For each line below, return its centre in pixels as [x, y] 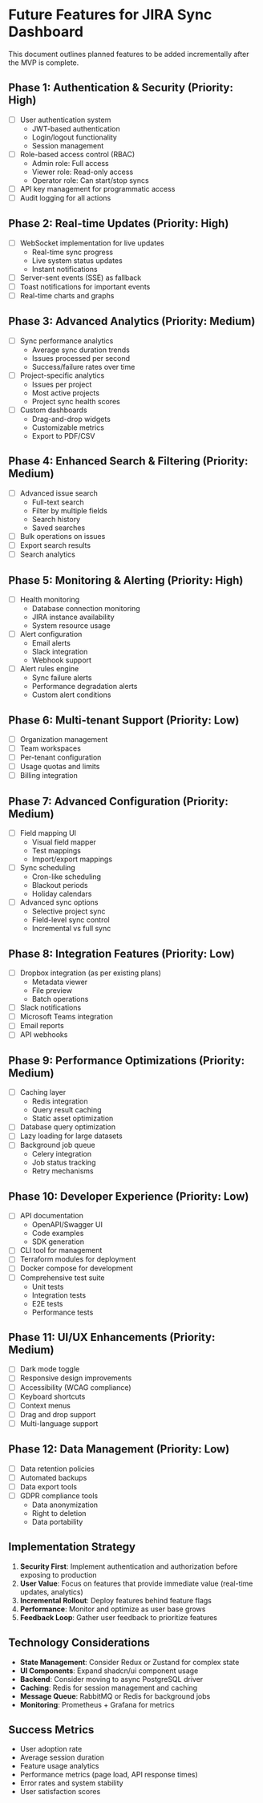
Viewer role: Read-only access [83, 172]
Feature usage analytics [59, 1766]
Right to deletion [59, 1513]
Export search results [55, 545]
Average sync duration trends [81, 350]
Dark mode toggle [50, 1369]
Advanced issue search [59, 493]
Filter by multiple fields [70, 510]
